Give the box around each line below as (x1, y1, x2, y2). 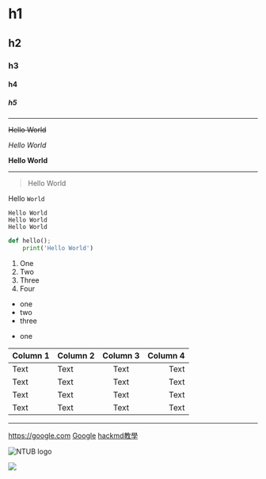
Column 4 (147, 350, 185, 361)
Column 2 (57, 350, 95, 361)
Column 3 (102, 350, 140, 361)
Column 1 (12, 350, 50, 361)
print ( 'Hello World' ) (22, 244, 93, 252)
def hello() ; (8, 237, 51, 245)
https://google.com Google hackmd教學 (8, 431, 139, 440)
